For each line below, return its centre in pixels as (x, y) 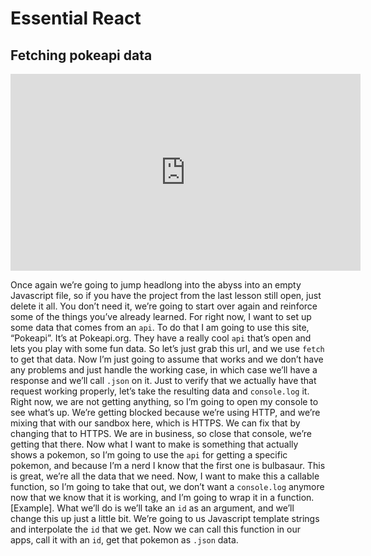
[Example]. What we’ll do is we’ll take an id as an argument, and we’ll (152, 508)
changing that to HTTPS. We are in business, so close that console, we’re (161, 433)
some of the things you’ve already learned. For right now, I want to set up (161, 316)
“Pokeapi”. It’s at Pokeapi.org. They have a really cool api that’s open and (161, 338)
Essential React (76, 18)
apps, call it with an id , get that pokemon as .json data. (124, 540)
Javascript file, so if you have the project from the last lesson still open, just (166, 295)
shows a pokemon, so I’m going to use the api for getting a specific (149, 455)
